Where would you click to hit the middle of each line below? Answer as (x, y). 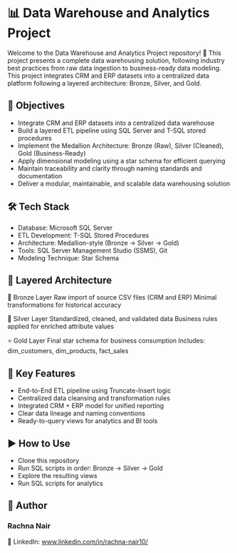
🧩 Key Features (42, 374)
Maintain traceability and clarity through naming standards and (110, 168)
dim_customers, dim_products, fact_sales (68, 351)
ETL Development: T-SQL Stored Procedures (83, 235)
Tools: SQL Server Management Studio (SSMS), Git (93, 250)
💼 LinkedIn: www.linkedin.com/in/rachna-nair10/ (78, 542)
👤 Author (27, 506)
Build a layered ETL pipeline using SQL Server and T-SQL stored (112, 130)
